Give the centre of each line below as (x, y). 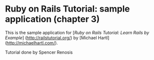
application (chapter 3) (52, 19)
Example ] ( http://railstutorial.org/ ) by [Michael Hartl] (57, 38)
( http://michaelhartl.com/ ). (32, 43)
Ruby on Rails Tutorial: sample (67, 9)
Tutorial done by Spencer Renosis (39, 52)
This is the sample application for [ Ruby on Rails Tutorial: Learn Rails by (77, 32)
